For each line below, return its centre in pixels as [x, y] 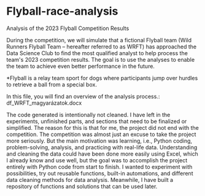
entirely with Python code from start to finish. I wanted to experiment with [99, 167]
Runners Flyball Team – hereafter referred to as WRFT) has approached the [102, 47]
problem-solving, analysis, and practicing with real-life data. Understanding [102, 147]
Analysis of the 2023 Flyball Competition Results [68, 28]
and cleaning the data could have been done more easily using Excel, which [102, 154]
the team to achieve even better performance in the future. [81, 66]
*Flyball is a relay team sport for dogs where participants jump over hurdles [102, 78]
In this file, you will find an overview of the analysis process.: [83, 96]
